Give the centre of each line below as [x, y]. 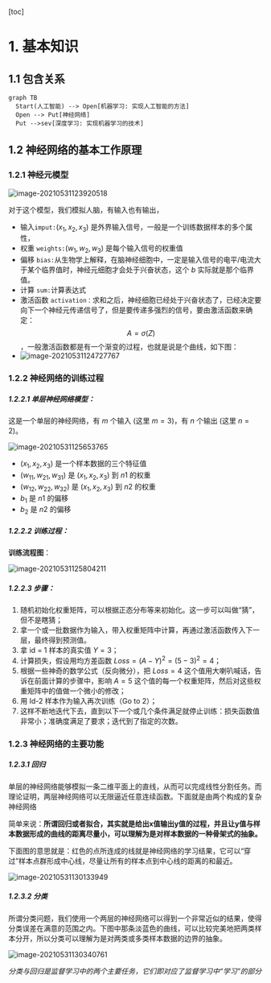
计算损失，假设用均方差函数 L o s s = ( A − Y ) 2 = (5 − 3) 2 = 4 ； [121, 660]
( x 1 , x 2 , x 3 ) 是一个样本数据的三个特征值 [83, 465]
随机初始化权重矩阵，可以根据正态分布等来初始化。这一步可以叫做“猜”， [140, 610]
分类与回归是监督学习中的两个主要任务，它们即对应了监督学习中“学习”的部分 [135, 971]
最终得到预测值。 [62, 640]
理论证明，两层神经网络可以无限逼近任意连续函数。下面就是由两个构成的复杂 [135, 796]
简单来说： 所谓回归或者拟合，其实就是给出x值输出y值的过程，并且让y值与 [131, 824]
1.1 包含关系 [37, 78]
